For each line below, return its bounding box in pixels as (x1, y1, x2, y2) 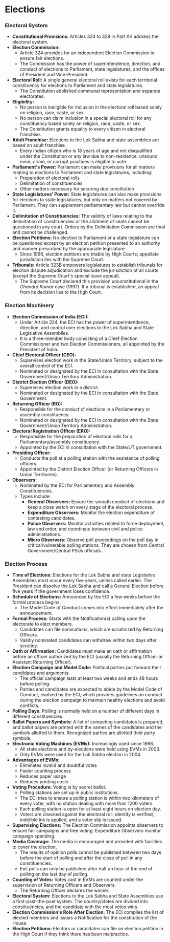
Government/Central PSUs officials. (27, 547, 103, 553)
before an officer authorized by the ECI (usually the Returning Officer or (12, 654, 163, 660)
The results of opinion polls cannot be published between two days (19, 849, 162, 855)
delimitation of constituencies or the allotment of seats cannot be (12, 219, 150, 225)
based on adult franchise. (12, 142, 66, 148)
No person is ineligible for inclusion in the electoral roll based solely (19, 104, 162, 111)
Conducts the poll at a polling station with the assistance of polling (19, 455, 160, 461)
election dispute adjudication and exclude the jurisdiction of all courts (12, 267, 159, 273)
